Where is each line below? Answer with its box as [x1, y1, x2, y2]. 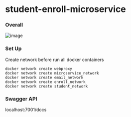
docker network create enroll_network [5, 79, 86, 84]
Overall [5, 21, 23, 28]
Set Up [5, 45, 22, 52]
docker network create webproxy [5, 66, 72, 71]
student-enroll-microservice [5, 3, 126, 15]
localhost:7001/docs [5, 106, 47, 113]
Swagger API [5, 95, 37, 102]
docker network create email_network [5, 75, 84, 80]
